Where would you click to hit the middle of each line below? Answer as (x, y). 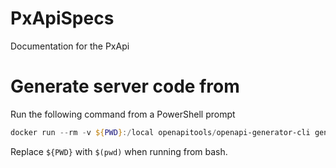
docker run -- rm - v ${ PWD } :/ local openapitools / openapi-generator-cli (160, 132)
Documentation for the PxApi (70, 46)
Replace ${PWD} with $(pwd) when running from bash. (119, 151)
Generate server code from (125, 86)
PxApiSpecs (62, 18)
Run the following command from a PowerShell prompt (123, 114)
